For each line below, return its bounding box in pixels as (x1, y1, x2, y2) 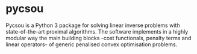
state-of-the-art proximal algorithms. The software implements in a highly (5, 28, 189, 35)
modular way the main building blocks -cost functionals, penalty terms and (5, 34, 192, 41)
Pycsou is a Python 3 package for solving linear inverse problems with (5, 22, 180, 29)
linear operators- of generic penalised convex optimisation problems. (5, 41, 178, 48)
